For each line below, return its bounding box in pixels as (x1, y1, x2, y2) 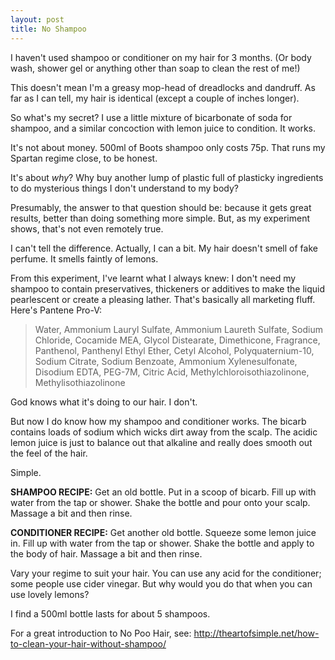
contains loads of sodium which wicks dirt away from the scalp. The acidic (10, 426, 318, 438)
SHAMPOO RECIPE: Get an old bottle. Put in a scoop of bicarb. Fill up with (10, 486, 317, 498)
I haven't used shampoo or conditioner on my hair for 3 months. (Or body (10, 51, 312, 63)
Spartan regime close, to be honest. (10, 152, 158, 164)
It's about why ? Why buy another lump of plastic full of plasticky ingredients (10, 171, 324, 183)
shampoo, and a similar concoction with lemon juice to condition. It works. (10, 122, 316, 134)
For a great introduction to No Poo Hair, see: (10, 627, 192, 639)
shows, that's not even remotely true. (10, 222, 164, 235)
